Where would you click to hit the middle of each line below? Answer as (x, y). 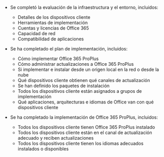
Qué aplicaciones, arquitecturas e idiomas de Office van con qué (86, 102)
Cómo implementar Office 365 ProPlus (58, 59)
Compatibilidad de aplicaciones (51, 39)
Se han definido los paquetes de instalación (64, 86)
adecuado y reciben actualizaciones (56, 138)
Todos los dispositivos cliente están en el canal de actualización (85, 133)
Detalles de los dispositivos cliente (54, 17)
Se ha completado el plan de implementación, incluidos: (69, 49)
